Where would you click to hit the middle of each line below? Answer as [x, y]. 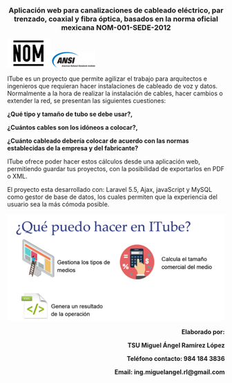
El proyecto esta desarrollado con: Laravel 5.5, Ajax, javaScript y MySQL [110, 189]
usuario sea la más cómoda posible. [58, 204]
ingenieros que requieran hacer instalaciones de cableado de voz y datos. [113, 86]
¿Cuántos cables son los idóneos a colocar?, [72, 127]
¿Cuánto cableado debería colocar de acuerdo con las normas [98, 141]
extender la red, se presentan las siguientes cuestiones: [87, 100]
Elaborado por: [203, 332]
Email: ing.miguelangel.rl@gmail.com [170, 372]
